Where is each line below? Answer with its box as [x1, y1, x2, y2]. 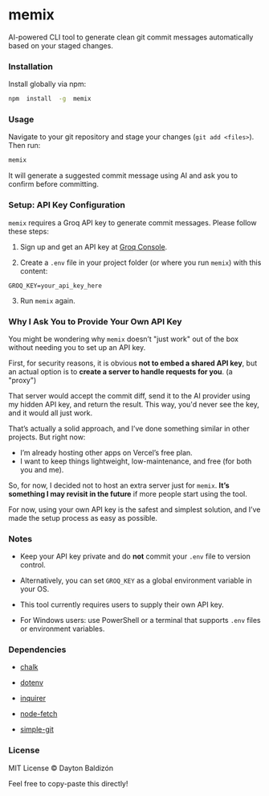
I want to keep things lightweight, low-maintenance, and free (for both [19, 456, 252, 466]
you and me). [19, 464, 64, 474]
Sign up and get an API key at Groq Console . [19, 241, 168, 251]
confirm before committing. [8, 179, 99, 189]
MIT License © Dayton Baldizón [8, 763, 114, 773]
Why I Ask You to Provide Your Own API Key [8, 316, 182, 327]
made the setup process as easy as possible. [8, 513, 158, 522]
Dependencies [8, 644, 67, 655]
